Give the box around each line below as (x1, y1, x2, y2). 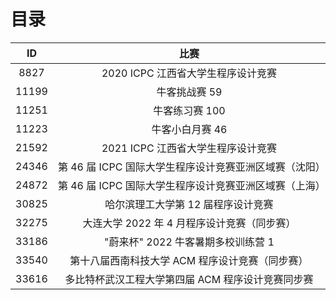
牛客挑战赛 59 (156, 85, 223, 99)
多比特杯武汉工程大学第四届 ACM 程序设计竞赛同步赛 (64, 272, 314, 286)
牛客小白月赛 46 (151, 122, 228, 136)
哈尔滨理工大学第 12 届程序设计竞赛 (104, 197, 274, 211)
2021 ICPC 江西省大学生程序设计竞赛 (101, 141, 277, 155)
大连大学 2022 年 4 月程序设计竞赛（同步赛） (82, 216, 297, 230)
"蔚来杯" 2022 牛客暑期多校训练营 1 (104, 235, 275, 249)
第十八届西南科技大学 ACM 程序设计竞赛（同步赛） (69, 253, 309, 267)
